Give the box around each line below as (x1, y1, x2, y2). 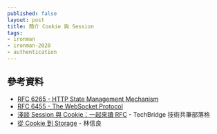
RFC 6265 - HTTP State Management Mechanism (17, 95, 159, 103)
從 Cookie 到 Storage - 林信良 (17, 119, 102, 127)
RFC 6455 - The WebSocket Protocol (17, 102, 123, 111)
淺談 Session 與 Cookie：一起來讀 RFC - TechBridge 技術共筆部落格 (17, 110, 211, 118)
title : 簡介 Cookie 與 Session (7, 23, 95, 30)
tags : (7, 29, 23, 37)
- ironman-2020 (7, 42, 51, 49)
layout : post (7, 17, 45, 23)
